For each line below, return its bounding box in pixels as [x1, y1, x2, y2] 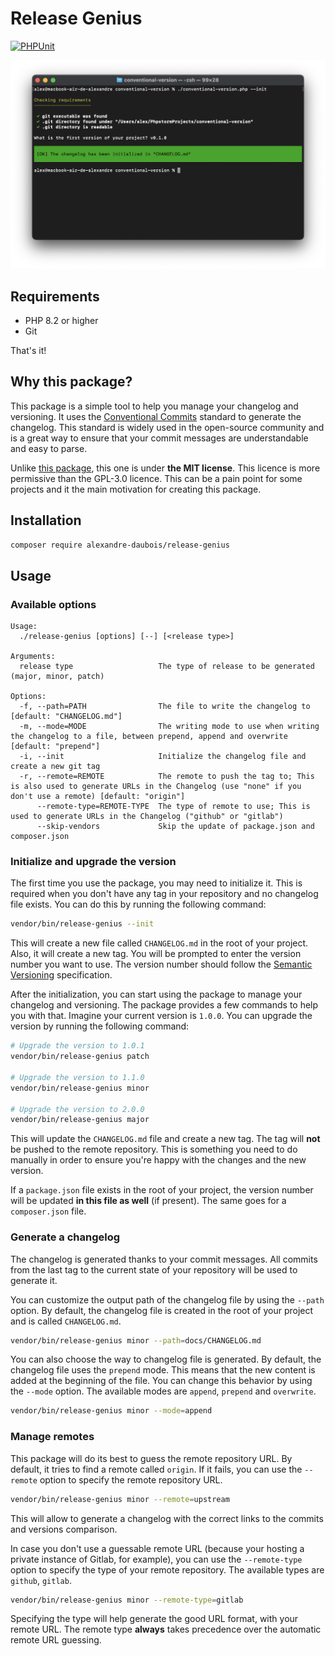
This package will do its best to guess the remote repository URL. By [10, 1452, 293, 1464]
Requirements [10, 288, 100, 305]
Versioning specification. [10, 969, 113, 981]
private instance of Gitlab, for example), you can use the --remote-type [10, 1553, 303, 1565]
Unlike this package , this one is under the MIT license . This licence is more [10, 462, 321, 474]
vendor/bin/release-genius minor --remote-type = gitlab [10, 1595, 244, 1605]
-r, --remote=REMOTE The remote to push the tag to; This [19, 772, 315, 782]
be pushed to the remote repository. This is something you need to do [10, 1143, 298, 1156]
